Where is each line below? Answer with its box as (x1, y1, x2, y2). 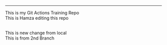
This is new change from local (5, 30, 67, 36)
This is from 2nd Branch (5, 35, 55, 41)
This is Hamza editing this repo (5, 15, 69, 21)
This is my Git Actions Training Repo (5, 10, 80, 15)
